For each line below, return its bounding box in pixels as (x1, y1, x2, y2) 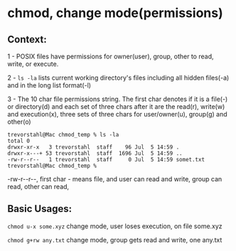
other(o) (7, 117, 31, 126)
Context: (7, 33, 48, 46)
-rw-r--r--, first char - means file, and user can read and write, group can (7, 175, 222, 183)
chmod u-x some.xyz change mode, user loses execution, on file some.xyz (7, 222, 222, 230)
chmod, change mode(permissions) (7, 5, 223, 21)
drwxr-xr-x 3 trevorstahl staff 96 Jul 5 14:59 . (7, 144, 180, 151)
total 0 (7, 137, 31, 144)
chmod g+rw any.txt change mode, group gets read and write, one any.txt (7, 235, 222, 244)
